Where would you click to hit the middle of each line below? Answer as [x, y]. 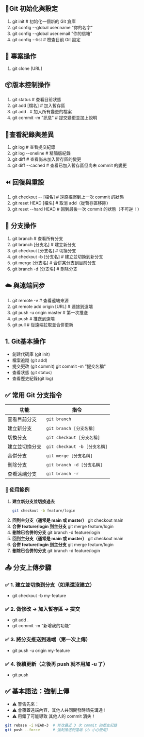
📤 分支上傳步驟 [28, 567]
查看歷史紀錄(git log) [32, 378]
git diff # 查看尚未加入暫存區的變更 [47, 159]
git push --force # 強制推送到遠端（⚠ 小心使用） [57, 730]
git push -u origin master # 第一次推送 [50, 312]
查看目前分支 [22, 419]
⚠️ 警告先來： [26, 704]
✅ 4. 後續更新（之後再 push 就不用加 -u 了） [56, 664]
